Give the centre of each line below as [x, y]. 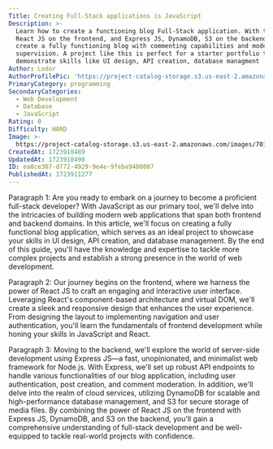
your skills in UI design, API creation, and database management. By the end [136, 241]
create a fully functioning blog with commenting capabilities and [132, 46]
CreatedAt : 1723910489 [47, 152]
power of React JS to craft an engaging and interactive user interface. [125, 291]
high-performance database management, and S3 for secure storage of [129, 402]
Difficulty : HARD [38, 129]
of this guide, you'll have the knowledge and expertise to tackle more [124, 249]
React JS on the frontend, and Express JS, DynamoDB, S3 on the [127, 39]
